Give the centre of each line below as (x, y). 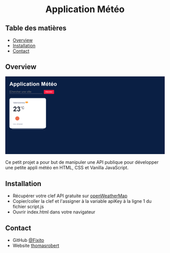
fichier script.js (28, 207)
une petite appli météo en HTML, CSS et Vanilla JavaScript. (67, 168)
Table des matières (36, 28)
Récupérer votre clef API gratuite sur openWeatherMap (70, 196)
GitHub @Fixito (28, 240)
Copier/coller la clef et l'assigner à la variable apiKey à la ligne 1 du (82, 201)
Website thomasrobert (36, 246)
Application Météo (85, 9)
